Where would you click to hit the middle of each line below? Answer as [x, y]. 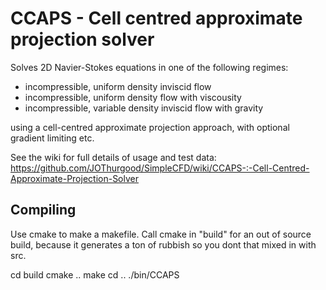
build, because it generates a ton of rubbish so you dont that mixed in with [163, 244]
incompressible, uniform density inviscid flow [118, 86]
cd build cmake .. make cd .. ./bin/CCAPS [95, 274]
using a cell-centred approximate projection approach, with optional [150, 127]
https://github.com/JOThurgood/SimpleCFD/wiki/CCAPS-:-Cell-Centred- [160, 168]
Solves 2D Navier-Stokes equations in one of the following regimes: [149, 67]
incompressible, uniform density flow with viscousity [133, 97]
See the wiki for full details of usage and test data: [113, 157]
